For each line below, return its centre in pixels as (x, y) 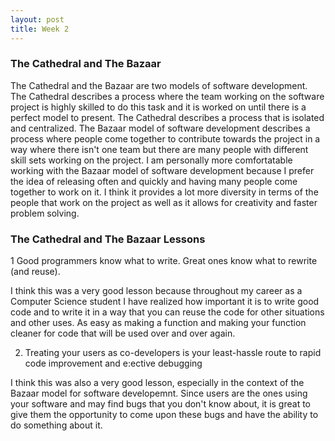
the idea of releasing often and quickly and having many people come (154, 181)
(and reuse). (35, 272)
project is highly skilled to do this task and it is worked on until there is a (158, 107)
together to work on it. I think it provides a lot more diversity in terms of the (164, 192)
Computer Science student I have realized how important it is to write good (165, 302)
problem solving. (45, 213)
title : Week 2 (40, 29)
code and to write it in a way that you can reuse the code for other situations (167, 312)
